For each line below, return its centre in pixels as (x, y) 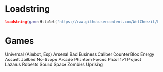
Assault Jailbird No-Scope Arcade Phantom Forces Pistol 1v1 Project (73, 59)
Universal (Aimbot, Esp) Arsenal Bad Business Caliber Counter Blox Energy (80, 54)
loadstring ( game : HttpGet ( (31, 22)
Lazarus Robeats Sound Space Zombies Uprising (54, 64)
